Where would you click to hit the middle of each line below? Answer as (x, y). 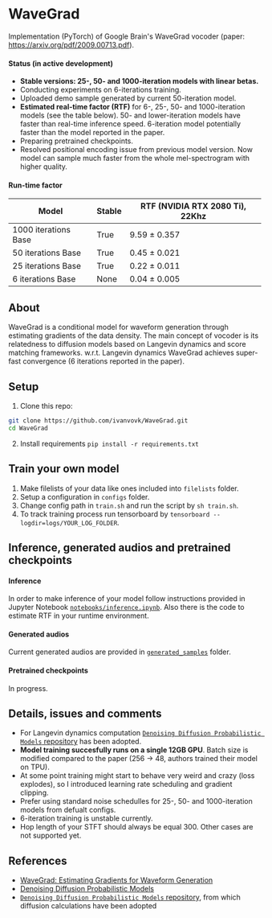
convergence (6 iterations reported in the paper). (104, 361)
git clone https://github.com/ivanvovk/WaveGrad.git (98, 420)
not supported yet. (51, 836)
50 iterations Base (47, 253)
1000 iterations (41, 230)
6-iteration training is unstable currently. (86, 818)
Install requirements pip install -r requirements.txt (109, 443)
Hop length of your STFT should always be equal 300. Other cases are (136, 827)
